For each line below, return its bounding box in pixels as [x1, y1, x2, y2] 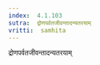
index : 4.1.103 [8, 11, 62, 20]
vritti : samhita [8, 26, 66, 34]
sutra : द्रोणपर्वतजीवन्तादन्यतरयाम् [8, 19, 92, 27]
